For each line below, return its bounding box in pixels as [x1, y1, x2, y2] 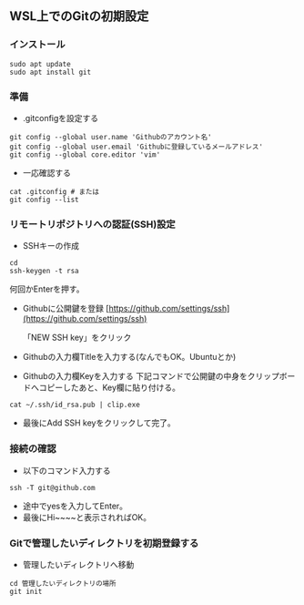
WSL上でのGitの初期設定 [9, 8, 149, 25]
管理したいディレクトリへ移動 [22, 559, 135, 569]
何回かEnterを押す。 [9, 283, 85, 294]
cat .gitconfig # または [9, 187, 100, 196]
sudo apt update [9, 59, 71, 68]
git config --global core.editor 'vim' [9, 149, 161, 159]
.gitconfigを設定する [22, 112, 99, 123]
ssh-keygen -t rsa [9, 267, 79, 276]
